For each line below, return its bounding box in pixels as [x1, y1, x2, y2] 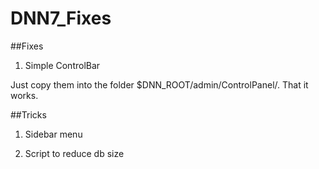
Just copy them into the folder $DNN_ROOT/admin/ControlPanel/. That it [10, 78, 309, 91]
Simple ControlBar [24, 59, 101, 71]
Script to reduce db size [24, 147, 125, 159]
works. [10, 89, 39, 101]
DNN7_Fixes [10, 7, 112, 30]
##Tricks [10, 108, 47, 121]
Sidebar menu [24, 128, 83, 140]
